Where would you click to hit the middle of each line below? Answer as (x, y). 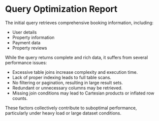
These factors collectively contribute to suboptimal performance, (71, 108)
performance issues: (26, 62)
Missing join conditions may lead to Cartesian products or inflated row (83, 93)
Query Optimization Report (61, 9)
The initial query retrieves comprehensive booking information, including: (79, 23)
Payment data (26, 42)
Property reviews (30, 48)
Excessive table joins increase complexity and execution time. (75, 72)
